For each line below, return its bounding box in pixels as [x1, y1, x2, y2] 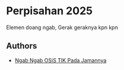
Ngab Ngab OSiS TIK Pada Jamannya [14, 56, 107, 63]
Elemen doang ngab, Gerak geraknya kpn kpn [6, 24, 119, 31]
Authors [6, 41, 37, 51]
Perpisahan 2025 [6, 4, 93, 18]
